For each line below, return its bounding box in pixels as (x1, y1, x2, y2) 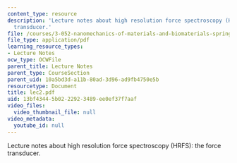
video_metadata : (7, 115, 55, 122)
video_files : (7, 102, 46, 109)
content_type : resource (7, 10, 78, 18)
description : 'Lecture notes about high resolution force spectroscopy (7, 17, 222, 24)
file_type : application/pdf (7, 37, 90, 44)
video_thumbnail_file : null (13, 109, 97, 116)
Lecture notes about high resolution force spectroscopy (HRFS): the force (7, 141, 221, 150)
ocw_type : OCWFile (7, 56, 61, 64)
